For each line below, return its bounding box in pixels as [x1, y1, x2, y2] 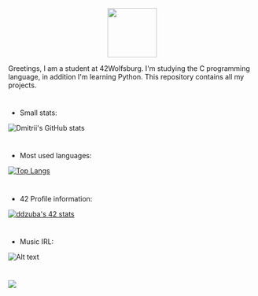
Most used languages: [19, 151, 92, 161]
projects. [8, 80, 37, 90]
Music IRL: [19, 236, 54, 246]
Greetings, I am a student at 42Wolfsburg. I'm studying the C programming [8, 64, 250, 73]
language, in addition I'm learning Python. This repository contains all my [8, 72, 245, 81]
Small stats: [19, 108, 57, 117]
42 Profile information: [19, 194, 93, 203]
